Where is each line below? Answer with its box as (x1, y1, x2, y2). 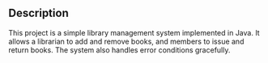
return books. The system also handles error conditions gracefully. (8, 44, 231, 55)
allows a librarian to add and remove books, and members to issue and (8, 36, 245, 46)
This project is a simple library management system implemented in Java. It (8, 27, 261, 37)
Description (8, 6, 69, 20)
